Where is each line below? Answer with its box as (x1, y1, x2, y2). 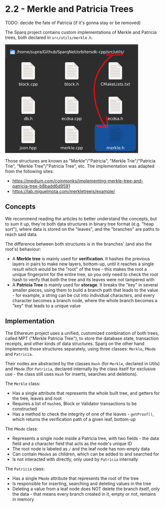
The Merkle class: (5, 380, 41, 386)
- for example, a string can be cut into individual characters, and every (12, 292, 155, 298)
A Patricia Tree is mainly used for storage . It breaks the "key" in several (12, 282, 158, 287)
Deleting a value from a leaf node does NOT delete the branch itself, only (12, 486, 160, 492)
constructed (12, 406, 37, 412)
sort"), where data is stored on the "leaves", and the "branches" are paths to (5, 226, 160, 232)
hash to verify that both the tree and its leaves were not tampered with (12, 277, 155, 283)
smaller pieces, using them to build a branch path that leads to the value (12, 287, 159, 293)
